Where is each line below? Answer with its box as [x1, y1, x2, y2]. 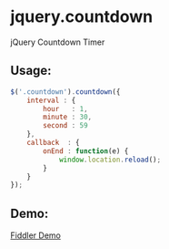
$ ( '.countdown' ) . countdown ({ [10, 87, 121, 97]
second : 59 [43, 121, 89, 130]
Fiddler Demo [10, 230, 62, 241]
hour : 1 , [43, 104, 89, 113]
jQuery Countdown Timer [10, 36, 105, 47]
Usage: [10, 63, 53, 78]
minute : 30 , [43, 112, 93, 122]
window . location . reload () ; [58, 155, 162, 164]
